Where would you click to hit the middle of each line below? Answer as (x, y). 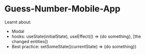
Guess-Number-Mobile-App (62, 9)
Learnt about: (18, 22)
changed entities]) (30, 41)
